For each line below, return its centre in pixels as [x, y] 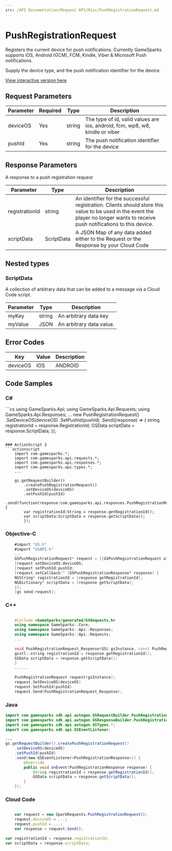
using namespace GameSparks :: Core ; [52, 625]
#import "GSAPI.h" [34, 549]
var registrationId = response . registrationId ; [57, 838]
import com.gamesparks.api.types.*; [54, 467]
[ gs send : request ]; [35, 592]
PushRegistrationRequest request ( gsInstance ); [65, 678]
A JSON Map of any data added [114, 232]
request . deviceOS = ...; [41, 819]
